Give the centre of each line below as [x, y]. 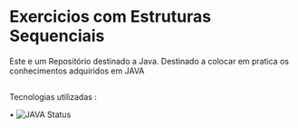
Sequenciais [57, 36]
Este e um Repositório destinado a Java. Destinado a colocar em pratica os [149, 61]
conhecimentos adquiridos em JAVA [77, 71]
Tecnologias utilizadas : [53, 97]
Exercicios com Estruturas [110, 17]
